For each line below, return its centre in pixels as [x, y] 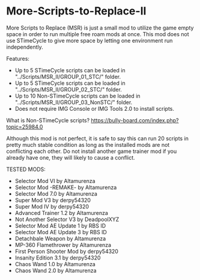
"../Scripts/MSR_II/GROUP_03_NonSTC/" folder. [74, 102]
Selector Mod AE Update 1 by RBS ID [60, 226]
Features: [18, 58]
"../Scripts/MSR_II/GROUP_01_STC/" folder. [68, 76]
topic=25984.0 [25, 126]
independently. [25, 47]
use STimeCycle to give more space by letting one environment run [89, 40]
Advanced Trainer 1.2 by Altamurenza [61, 213]
